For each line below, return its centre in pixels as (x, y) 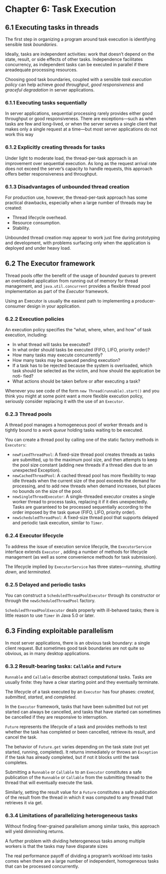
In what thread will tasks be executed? (51, 344)
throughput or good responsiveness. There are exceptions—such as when (81, 119)
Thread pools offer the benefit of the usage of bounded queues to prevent (81, 275)
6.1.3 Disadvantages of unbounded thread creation (67, 186)
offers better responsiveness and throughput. (51, 174)
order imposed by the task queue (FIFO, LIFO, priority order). (74, 512)
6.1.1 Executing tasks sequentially (46, 102)
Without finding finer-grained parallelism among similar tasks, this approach (82, 826)
